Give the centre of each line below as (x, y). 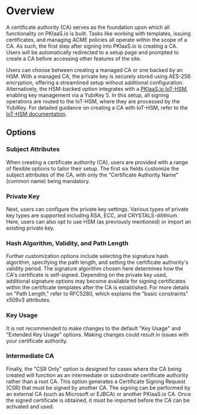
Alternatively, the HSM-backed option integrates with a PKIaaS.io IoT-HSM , (97, 89)
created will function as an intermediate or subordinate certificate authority (97, 375)
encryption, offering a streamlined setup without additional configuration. (95, 82)
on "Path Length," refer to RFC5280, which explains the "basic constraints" (97, 294)
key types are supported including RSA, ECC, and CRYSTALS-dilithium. (92, 215)
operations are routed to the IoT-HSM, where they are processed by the (93, 101)
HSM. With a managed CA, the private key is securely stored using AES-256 (98, 76)
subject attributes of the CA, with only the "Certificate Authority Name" (92, 175)
